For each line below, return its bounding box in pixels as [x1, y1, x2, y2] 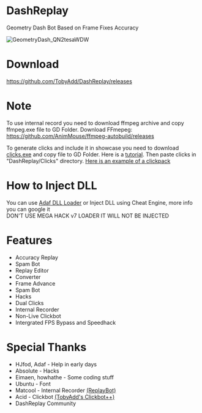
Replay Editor [15, 267, 49, 274]
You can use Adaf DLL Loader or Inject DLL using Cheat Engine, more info [6, 199, 193, 206]
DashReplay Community [15, 400, 77, 407]
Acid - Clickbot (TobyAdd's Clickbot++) [15, 393, 115, 400]
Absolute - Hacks [15, 367, 59, 374]
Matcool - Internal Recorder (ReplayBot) [15, 387, 116, 394]
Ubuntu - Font [15, 380, 51, 387]
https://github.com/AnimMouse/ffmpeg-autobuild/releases [6, 132, 154, 140]
